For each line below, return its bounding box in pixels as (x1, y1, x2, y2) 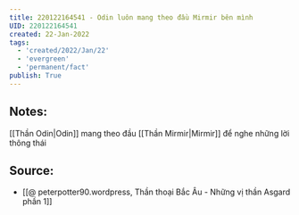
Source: (9, 162, 54, 178)
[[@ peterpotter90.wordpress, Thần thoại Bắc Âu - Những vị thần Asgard (21, 186, 291, 197)
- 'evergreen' (17, 54, 70, 63)
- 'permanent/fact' (17, 63, 90, 72)
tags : (9, 37, 29, 47)
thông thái (9, 137, 47, 148)
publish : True (9, 71, 62, 80)
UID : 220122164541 (9, 21, 78, 30)
